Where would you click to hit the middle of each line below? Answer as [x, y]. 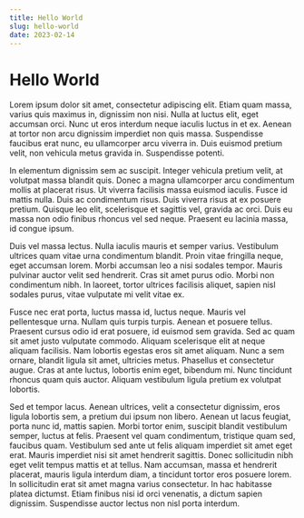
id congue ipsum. [42, 229]
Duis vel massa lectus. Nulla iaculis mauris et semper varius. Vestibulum [144, 246]
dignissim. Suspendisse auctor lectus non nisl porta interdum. [125, 503]
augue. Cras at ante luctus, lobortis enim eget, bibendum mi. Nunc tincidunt [151, 370]
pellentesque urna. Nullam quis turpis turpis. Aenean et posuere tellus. [141, 322]
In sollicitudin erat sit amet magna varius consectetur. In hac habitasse [141, 484]
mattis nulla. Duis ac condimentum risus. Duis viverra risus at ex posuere [145, 200]
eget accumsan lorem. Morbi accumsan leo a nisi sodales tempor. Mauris [146, 265]
